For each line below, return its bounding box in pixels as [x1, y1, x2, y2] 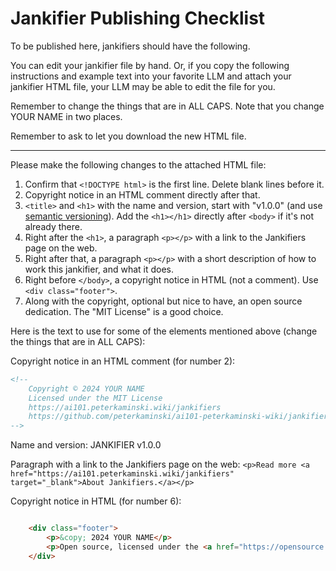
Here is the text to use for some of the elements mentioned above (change [10, 325, 318, 337]
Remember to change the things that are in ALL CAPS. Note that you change [10, 100, 325, 112]
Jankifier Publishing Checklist [10, 7, 266, 30]
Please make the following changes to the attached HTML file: [10, 158, 267, 171]
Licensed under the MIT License [28, 393, 163, 403]
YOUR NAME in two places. [10, 110, 123, 122]
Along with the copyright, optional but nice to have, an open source [24, 295, 303, 307]
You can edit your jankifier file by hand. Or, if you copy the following [10, 59, 290, 71]
